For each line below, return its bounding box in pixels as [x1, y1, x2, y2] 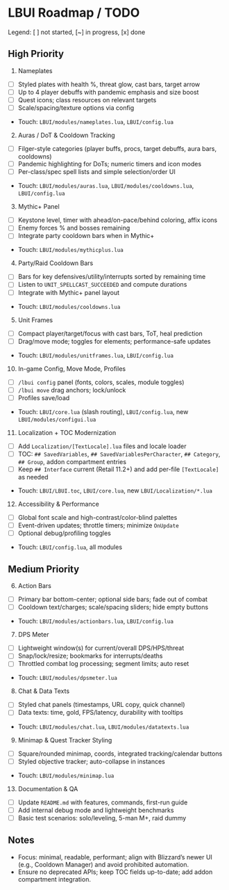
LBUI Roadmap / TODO [8, 5, 140, 21]
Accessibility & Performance [17, 500, 99, 509]
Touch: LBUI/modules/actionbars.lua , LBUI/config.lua [17, 617, 174, 626]
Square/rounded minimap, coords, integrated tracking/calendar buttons [17, 749, 223, 758]
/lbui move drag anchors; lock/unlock [17, 386, 126, 394]
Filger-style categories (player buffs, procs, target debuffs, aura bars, [17, 145, 217, 152]
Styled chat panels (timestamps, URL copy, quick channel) [17, 701, 185, 709]
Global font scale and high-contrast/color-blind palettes [17, 514, 178, 522]
